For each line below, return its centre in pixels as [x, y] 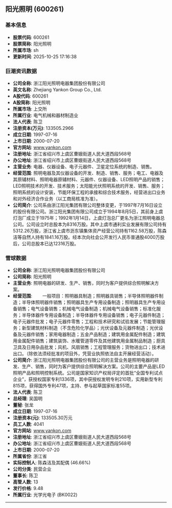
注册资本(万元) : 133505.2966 [43, 128]
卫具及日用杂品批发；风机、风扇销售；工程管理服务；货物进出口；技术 [87, 347]
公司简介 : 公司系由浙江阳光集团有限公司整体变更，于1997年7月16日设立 [88, 205]
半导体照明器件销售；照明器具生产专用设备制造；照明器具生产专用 [91, 302]
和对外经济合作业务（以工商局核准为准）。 [57, 199]
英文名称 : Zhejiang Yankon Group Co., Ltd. [57, 89]
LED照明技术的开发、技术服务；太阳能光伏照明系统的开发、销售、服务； [89, 186]
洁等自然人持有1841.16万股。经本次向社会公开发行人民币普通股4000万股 [89, 237]
